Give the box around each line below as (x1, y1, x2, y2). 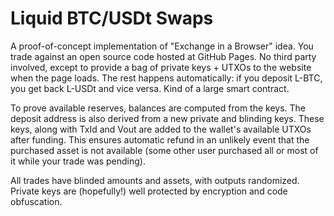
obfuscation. (10, 195, 63, 207)
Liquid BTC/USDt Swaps (10, 7, 214, 30)
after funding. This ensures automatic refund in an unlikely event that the (10, 133, 310, 146)
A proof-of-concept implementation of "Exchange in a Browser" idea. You (10, 40, 314, 52)
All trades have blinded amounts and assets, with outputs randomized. (10, 174, 300, 186)
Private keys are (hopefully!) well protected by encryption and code (10, 185, 288, 197)
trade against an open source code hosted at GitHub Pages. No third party (10, 50, 317, 62)
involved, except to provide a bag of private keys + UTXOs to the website (10, 61, 312, 73)
